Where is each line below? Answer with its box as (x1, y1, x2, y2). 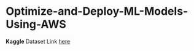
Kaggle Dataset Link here (6, 37, 71, 45)
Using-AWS (6, 17, 67, 31)
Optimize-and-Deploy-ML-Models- (6, 4, 188, 18)
